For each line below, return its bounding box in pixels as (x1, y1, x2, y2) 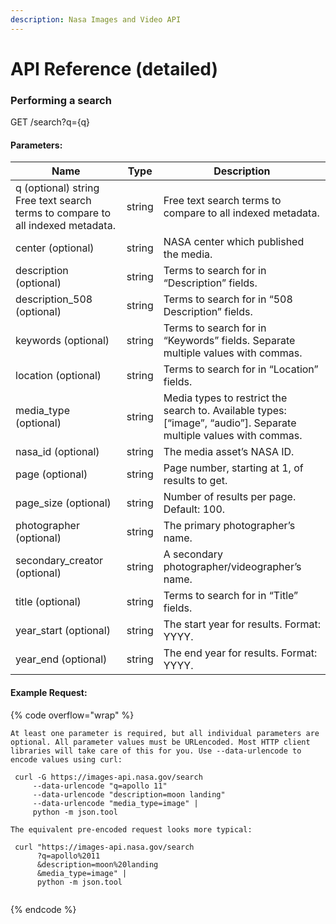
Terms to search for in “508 (163, 292, 293, 306)
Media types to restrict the (163, 391, 288, 405)
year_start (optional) (15, 624, 111, 638)
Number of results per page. (163, 490, 297, 504)
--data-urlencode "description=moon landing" (32, 789, 226, 800)
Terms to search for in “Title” (163, 589, 299, 603)
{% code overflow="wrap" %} (10, 709, 135, 721)
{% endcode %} (10, 903, 77, 915)
